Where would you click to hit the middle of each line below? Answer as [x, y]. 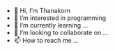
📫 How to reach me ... [46, 40]
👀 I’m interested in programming [60, 18]
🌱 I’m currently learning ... [51, 25]
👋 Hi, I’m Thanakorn [42, 11]
